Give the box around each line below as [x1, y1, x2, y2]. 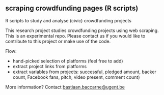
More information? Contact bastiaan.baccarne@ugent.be [5, 84, 125, 90]
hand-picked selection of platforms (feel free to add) [12, 58, 123, 64]
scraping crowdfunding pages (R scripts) [5, 4, 139, 13]
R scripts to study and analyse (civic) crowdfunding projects [5, 17, 131, 23]
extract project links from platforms [12, 63, 87, 69]
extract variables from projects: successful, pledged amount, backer [12, 69, 157, 75]
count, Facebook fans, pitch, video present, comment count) [12, 74, 140, 80]
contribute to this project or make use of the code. [5, 38, 111, 44]
